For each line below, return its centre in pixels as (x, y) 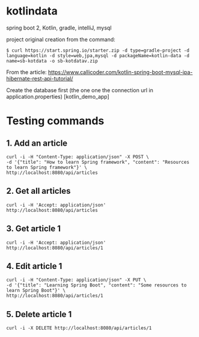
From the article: (26, 72)
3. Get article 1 (34, 229)
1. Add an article (37, 143)
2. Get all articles (38, 191)
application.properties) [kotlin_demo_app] (58, 96)
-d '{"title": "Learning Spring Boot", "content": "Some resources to (96, 285)
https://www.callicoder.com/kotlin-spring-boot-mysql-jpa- (120, 72)
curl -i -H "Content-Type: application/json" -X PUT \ (76, 280)
